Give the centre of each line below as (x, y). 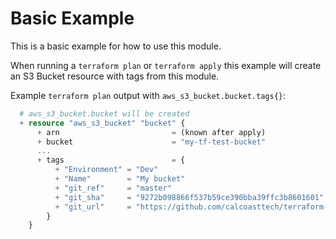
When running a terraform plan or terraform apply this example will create (166, 65)
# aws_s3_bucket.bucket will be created (104, 113)
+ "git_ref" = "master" (113, 188)
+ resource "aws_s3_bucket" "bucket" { (102, 123)
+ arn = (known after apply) (151, 132)
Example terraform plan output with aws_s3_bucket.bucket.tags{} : (148, 95)
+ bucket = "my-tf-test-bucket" (151, 142)
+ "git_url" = (93, 207)
